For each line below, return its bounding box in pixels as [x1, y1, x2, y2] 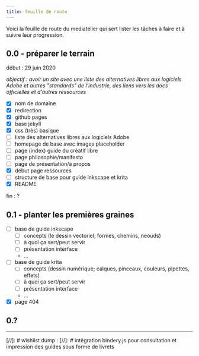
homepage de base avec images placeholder [14, 140, 125, 147]
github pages [14, 114, 47, 121]
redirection [14, 106, 41, 114]
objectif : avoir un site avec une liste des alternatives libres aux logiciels [6, 75, 182, 83]
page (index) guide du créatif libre [14, 147, 98, 154]
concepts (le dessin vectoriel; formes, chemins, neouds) [23, 232, 161, 240]
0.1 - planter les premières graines [6, 209, 134, 220]
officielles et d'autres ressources [6, 89, 86, 96]
